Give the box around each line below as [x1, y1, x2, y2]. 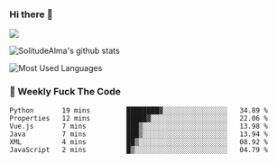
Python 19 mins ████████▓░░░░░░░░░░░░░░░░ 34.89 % [9, 105, 269, 115]
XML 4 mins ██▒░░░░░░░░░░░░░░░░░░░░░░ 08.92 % [9, 137, 269, 147]
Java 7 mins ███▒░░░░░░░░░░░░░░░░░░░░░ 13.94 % [9, 130, 269, 139]
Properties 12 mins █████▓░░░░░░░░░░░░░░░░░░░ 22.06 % [9, 113, 269, 122]
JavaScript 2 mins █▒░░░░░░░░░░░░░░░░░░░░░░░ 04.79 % [9, 145, 269, 154]
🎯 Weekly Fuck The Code [9, 86, 122, 98]
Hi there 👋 [9, 8, 54, 21]
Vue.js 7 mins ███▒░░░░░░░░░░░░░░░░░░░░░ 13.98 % [9, 122, 269, 131]
